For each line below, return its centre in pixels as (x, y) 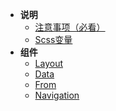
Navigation (57, 95)
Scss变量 (53, 39)
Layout (49, 63)
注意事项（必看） (70, 27)
